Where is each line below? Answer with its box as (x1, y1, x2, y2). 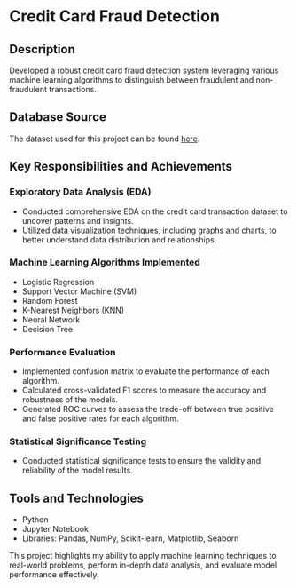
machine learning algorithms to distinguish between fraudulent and (9, 75, 254, 85)
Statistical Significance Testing (9, 435, 147, 448)
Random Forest (21, 295, 78, 306)
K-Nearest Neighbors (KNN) (21, 305, 125, 315)
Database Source (9, 109, 106, 125)
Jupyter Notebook (21, 524, 89, 535)
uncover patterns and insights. (21, 215, 135, 226)
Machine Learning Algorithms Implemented (9, 256, 201, 268)
